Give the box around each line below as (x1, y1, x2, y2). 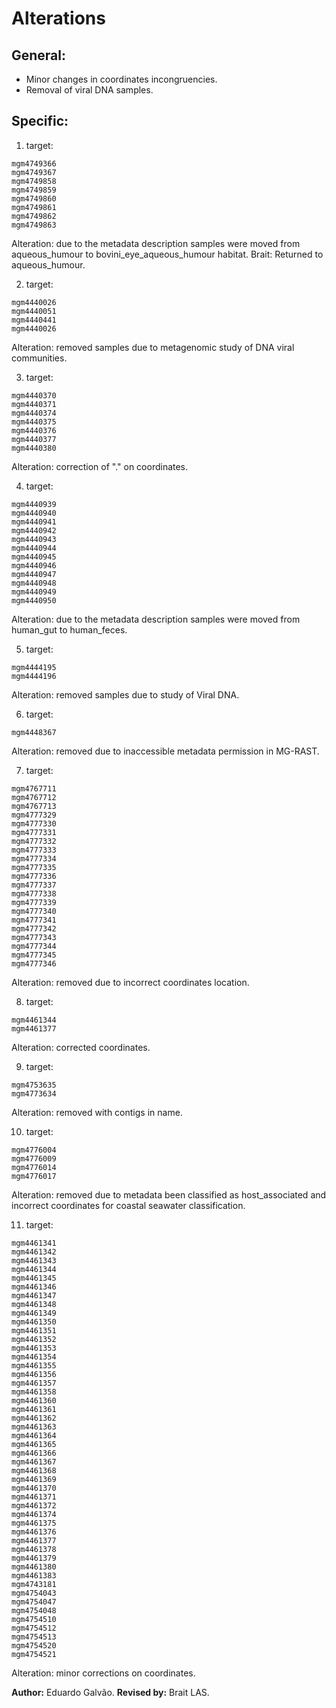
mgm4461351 (11, 1325, 57, 1336)
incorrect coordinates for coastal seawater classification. (11, 1199, 246, 1211)
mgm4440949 (11, 587, 57, 597)
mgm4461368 (11, 1465, 57, 1476)
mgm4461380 (11, 1562, 57, 1572)
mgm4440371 (11, 399, 57, 409)
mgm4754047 (11, 1597, 57, 1607)
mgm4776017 (11, 1171, 57, 1181)
